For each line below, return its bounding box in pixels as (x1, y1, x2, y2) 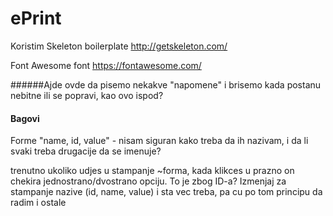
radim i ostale (10, 197, 67, 209)
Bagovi (10, 112, 40, 124)
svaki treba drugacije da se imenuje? (10, 145, 162, 157)
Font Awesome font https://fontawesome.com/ (10, 59, 202, 71)
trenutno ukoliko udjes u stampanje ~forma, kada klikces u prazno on (10, 165, 295, 177)
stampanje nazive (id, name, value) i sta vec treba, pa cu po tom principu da (10, 186, 323, 198)
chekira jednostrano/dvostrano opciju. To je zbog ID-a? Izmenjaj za (10, 175, 287, 187)
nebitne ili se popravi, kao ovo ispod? (10, 89, 164, 101)
